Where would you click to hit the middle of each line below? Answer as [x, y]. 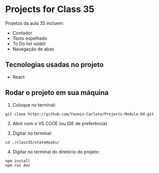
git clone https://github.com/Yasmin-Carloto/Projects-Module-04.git [80, 114]
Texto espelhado [30, 38]
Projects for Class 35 [50, 9]
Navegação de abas [33, 49]
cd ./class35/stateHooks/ [32, 142]
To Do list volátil [29, 43]
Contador [22, 33]
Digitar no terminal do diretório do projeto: [56, 151]
